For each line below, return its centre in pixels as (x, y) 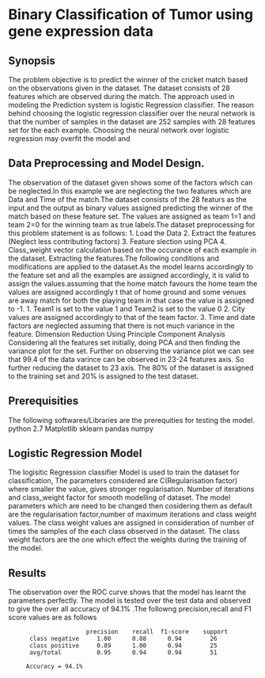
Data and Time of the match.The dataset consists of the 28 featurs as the (127, 199)
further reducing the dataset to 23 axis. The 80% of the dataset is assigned (131, 368)
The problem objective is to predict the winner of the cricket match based (128, 80)
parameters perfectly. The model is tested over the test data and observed (130, 600)
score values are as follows (53, 617)
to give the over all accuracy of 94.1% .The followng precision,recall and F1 (130, 609)
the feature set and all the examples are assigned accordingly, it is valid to (129, 275)
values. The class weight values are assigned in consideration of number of (131, 523)
